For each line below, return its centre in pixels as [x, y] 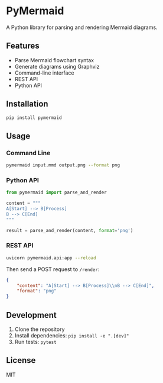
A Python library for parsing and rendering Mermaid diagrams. [82, 27]
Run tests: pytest [36, 342]
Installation [27, 104]
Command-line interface [44, 73]
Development [32, 315]
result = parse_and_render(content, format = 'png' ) [70, 230]
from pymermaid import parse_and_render [57, 193]
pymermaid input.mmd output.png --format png [63, 165]
